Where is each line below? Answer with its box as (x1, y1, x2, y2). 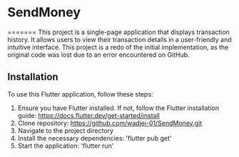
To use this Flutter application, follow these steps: (7, 90, 153, 98)
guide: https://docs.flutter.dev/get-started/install (17, 111, 161, 119)
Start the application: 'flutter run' (17, 141, 114, 150)
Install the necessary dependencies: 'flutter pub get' (17, 134, 172, 142)
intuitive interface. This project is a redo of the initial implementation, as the (7, 43, 229, 51)
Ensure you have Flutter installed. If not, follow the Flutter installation (17, 104, 220, 112)
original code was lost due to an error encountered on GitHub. (7, 50, 190, 59)
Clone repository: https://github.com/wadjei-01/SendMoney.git (17, 119, 203, 127)
